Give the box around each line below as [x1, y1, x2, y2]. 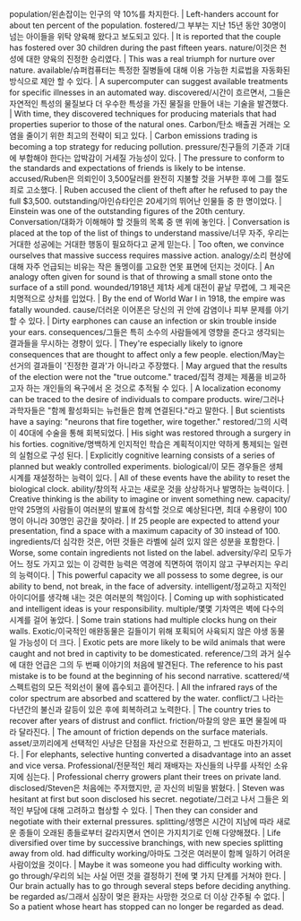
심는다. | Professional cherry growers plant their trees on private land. [25, 771, 281, 782]
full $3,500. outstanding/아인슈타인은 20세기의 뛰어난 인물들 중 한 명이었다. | [9, 196, 282, 206]
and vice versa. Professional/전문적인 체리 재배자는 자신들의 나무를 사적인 [9, 761, 271, 770]
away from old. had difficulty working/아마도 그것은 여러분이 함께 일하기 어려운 [9, 848, 291, 858]
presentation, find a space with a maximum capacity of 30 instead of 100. [9, 526, 280, 536]
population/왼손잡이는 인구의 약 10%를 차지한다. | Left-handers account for [9, 9, 279, 19]
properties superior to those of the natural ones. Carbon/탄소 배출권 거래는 [9, 119, 281, 129]
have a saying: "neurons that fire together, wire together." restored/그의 [9, 417, 271, 426]
